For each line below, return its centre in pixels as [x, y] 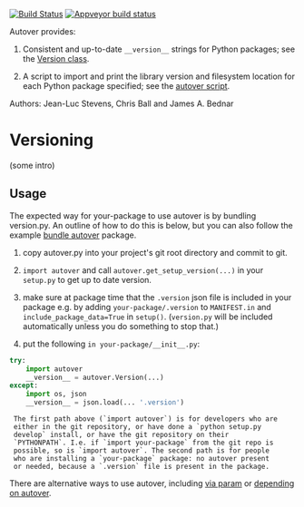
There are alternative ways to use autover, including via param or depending [152, 483]
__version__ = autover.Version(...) [95, 377]
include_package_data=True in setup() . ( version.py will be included [147, 317]
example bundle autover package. [73, 235]
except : [24, 385]
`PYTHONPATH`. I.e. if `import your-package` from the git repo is [143, 443]
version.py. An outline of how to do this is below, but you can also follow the [151, 225]
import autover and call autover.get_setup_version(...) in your [143, 270]
